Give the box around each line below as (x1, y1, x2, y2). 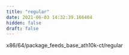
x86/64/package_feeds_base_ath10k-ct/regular (6, 42, 123, 49)
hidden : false (6, 20, 42, 26)
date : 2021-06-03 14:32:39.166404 (6, 14, 93, 20)
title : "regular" (6, 8, 50, 15)
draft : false (6, 25, 39, 32)
